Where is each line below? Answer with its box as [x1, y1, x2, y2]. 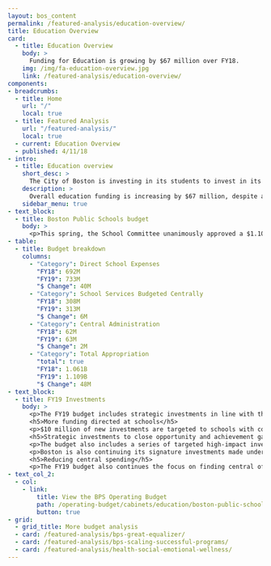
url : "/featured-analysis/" [22, 125, 116, 133]
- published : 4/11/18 [15, 147, 88, 155]
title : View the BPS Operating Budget [36, 492, 167, 501]
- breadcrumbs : [7, 87, 59, 95]
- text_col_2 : [7, 471, 56, 479]
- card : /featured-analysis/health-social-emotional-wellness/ [15, 546, 232, 554]
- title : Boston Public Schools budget [15, 215, 150, 223]
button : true [36, 508, 81, 516]
